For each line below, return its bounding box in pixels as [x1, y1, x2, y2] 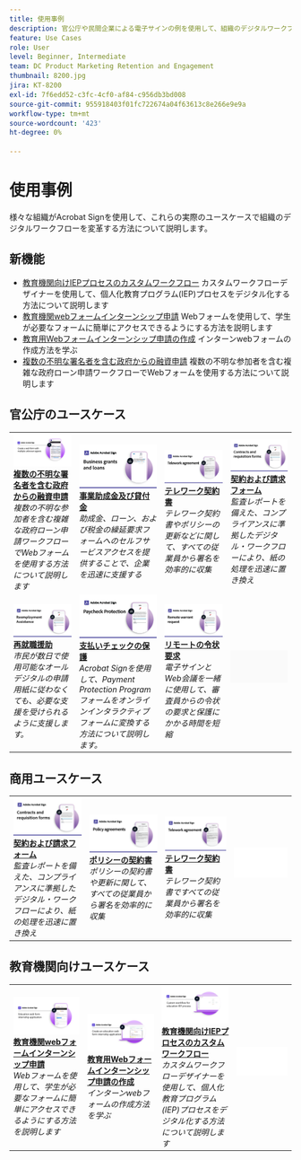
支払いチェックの [79, 640, 142, 651]
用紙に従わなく [13, 684, 69, 695]
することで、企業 [86, 558, 150, 569]
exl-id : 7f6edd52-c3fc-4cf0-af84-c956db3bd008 [9, 90, 186, 99]
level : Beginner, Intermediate [9, 52, 126, 62]
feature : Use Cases [9, 33, 82, 42]
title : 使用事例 [9, 14, 64, 23]
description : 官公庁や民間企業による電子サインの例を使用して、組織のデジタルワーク [9, 23, 288, 33]
